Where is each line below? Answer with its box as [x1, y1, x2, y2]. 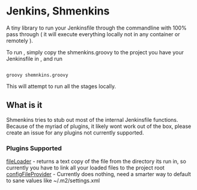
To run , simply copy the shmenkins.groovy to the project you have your [6, 48, 184, 55]
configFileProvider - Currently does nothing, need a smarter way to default [6, 171, 191, 178]
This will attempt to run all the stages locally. [6, 83, 116, 90]
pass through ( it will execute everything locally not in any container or [6, 30, 180, 37]
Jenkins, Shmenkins [6, 4, 110, 18]
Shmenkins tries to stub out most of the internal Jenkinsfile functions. [6, 116, 178, 123]
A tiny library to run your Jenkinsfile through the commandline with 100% [6, 24, 187, 31]
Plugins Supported [6, 144, 62, 152]
